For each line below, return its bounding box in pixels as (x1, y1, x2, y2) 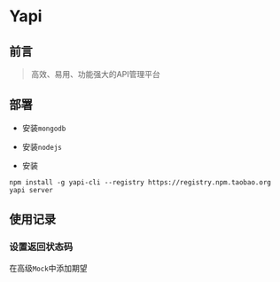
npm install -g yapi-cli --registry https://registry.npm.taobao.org (9, 177, 272, 187)
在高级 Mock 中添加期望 (9, 262, 88, 273)
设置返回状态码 (9, 241, 74, 254)
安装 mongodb (21, 122, 66, 133)
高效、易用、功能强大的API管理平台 (30, 69, 161, 79)
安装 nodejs (21, 141, 62, 152)
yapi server (9, 185, 53, 194)
